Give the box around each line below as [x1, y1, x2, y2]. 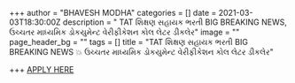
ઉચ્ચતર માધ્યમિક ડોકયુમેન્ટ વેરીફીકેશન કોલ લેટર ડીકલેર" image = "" [9, 26, 240, 37]
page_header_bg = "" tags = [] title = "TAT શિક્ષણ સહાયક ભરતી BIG [9, 37, 248, 47]
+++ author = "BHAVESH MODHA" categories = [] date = [9, 8, 217, 18]
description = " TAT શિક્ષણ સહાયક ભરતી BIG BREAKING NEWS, [62, 17, 288, 27]
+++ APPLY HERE [9, 64, 74, 74]
